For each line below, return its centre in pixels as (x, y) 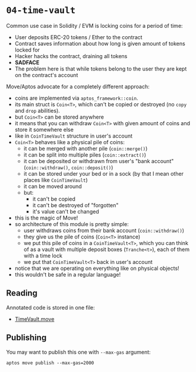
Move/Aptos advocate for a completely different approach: (78, 86)
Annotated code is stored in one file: (50, 307)
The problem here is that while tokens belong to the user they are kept (101, 69)
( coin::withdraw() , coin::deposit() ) (68, 167)
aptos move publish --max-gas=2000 (50, 363)
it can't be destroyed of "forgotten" (75, 205)
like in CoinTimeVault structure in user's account (73, 136)
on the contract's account (46, 75)
